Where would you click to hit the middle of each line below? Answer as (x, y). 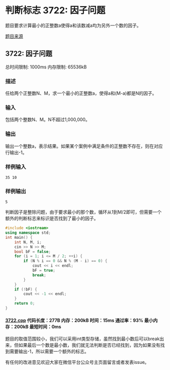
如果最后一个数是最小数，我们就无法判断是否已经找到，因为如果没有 (89, 345)
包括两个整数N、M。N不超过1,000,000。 (48, 120)
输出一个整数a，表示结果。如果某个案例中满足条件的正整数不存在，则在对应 (84, 146)
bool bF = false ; (33, 251)
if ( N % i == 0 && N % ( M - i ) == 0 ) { (66, 261)
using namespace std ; (28, 233)
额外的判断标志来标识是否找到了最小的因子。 (52, 218)
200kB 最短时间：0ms (38, 326)
